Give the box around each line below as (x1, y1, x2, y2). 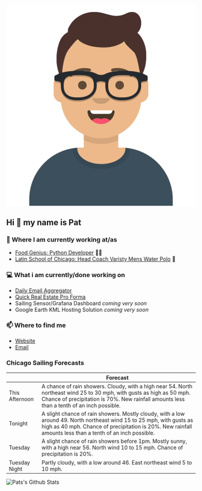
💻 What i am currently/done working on (6, 271, 125, 279)
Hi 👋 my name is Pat (6, 217, 82, 227)
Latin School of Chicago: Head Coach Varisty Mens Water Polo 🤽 (14, 255, 176, 263)
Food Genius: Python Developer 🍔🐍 (14, 249, 103, 257)
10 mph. (41, 465, 63, 472)
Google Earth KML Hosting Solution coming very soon (14, 306, 149, 313)
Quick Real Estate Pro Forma (14, 293, 86, 300)
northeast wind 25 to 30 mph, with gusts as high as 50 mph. (41, 389, 191, 396)
